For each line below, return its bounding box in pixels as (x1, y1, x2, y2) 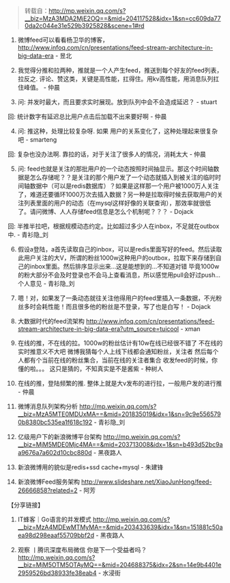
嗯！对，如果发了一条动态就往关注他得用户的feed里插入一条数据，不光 (17, 294, 216, 302)
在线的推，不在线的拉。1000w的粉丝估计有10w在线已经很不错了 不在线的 (17, 339, 223, 347)
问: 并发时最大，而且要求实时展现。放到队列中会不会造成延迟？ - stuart (17, 98, 218, 106)
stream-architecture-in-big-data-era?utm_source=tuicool (17, 325, 179, 333)
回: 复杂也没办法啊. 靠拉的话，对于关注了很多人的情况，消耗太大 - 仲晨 (8, 150, 207, 158)
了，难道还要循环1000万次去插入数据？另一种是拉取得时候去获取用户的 (17, 190, 217, 198)
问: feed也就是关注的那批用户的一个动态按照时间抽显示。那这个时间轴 (17, 164, 214, 173)
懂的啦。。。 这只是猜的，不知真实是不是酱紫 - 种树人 (17, 364, 164, 373)
